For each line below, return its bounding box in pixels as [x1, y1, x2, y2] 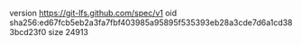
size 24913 [48, 27, 88, 37]
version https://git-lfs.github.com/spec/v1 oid [9, 8, 178, 18]
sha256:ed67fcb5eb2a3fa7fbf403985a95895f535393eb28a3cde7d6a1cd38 [9, 17, 293, 28]
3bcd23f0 [9, 27, 47, 37]
